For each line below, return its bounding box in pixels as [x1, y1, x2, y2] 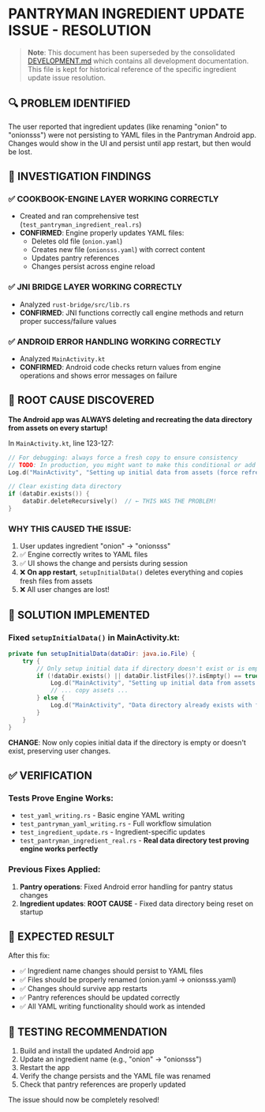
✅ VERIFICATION [8, 768, 92, 782]
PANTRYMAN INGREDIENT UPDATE [8, 5, 244, 23]
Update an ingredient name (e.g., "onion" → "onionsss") [19, 1054, 203, 1064]
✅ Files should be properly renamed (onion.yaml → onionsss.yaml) [19, 975, 237, 985]
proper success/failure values [19, 316, 117, 326]
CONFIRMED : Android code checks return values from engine [19, 363, 222, 372]
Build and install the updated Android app [19, 1046, 155, 1056]
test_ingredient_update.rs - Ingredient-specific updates [19, 827, 206, 837]
